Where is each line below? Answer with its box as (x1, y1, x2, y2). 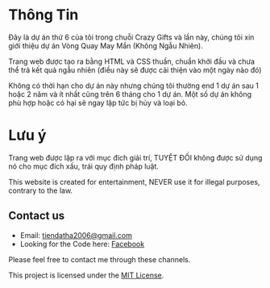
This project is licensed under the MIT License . (8, 270, 164, 280)
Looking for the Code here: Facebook (19, 239, 145, 248)
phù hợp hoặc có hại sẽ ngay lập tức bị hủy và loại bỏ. (8, 98, 188, 107)
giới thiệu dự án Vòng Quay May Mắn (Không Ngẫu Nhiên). (8, 40, 203, 50)
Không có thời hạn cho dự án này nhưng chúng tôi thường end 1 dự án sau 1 (8, 81, 260, 90)
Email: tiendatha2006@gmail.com (19, 230, 133, 240)
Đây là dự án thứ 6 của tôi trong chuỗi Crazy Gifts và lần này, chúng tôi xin (8, 32, 255, 42)
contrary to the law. (8, 186, 73, 195)
